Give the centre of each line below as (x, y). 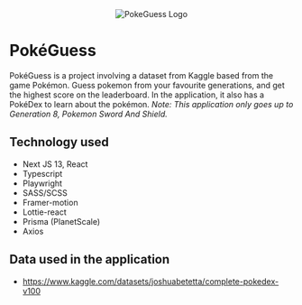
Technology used (59, 142)
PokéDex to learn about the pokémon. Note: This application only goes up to (151, 104)
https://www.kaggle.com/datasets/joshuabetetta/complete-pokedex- (151, 281)
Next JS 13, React (55, 164)
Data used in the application (90, 259)
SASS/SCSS (45, 192)
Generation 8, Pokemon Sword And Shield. (89, 114)
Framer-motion (50, 202)
